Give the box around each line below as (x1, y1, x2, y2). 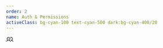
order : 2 (6, 8, 27, 15)
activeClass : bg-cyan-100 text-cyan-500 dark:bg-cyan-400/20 (6, 19, 158, 25)
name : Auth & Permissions (6, 14, 69, 20)
